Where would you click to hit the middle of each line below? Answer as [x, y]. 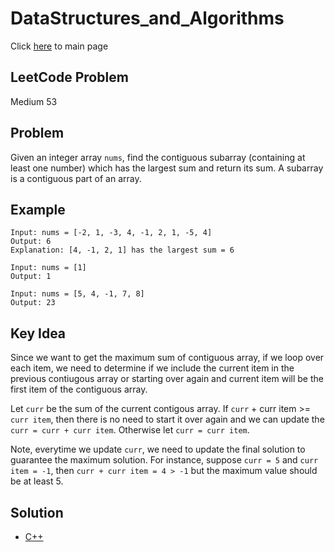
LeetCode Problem [69, 77]
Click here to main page [59, 46]
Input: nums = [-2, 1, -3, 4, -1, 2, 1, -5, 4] [111, 233]
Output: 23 [33, 303]
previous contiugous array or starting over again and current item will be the [167, 379]
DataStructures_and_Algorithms [147, 18]
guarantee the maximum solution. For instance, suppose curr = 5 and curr [164, 460]
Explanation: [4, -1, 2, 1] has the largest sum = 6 [122, 250]
